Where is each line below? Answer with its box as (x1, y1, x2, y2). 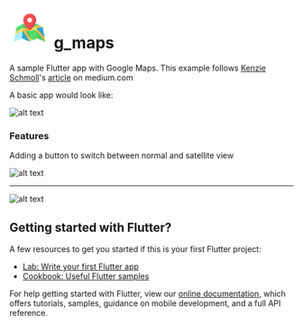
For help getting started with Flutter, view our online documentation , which (9, 288, 287, 300)
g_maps (53, 32, 115, 53)
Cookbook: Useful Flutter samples (22, 271, 150, 282)
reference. (9, 308, 48, 319)
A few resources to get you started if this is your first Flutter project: (9, 244, 262, 255)
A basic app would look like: (9, 89, 114, 100)
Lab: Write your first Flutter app (22, 261, 140, 273)
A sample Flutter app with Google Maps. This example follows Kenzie (9, 62, 267, 73)
